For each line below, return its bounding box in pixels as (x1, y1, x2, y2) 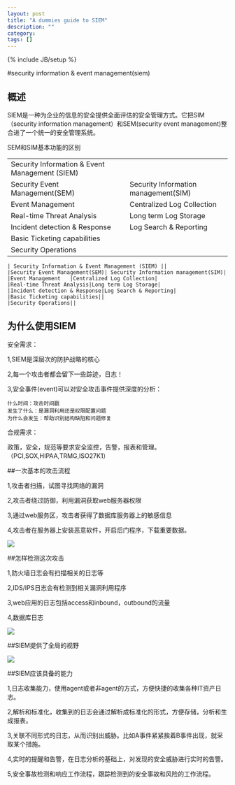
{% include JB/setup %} (7, 55, 77, 64)
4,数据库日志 (7, 613, 44, 621)
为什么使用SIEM (7, 320, 76, 332)
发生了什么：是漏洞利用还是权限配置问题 (7, 407, 106, 415)
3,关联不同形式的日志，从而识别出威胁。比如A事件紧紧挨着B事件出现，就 (7, 731, 218, 740)
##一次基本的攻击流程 (7, 466, 71, 475)
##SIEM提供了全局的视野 (7, 641, 79, 649)
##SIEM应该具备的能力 (7, 669, 73, 677)
